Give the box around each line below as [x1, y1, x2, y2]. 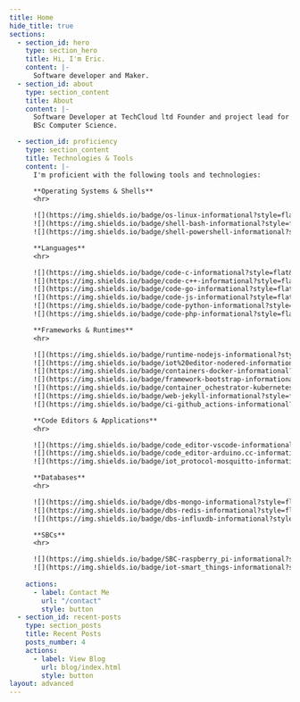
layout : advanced [9, 680, 74, 689]
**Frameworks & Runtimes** [32, 325, 134, 335]
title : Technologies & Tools [25, 154, 134, 163]
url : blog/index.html [41, 663, 122, 672]
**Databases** [32, 473, 87, 482]
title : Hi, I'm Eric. [25, 54, 105, 63]
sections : [9, 29, 46, 38]
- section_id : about [17, 79, 94, 88]
